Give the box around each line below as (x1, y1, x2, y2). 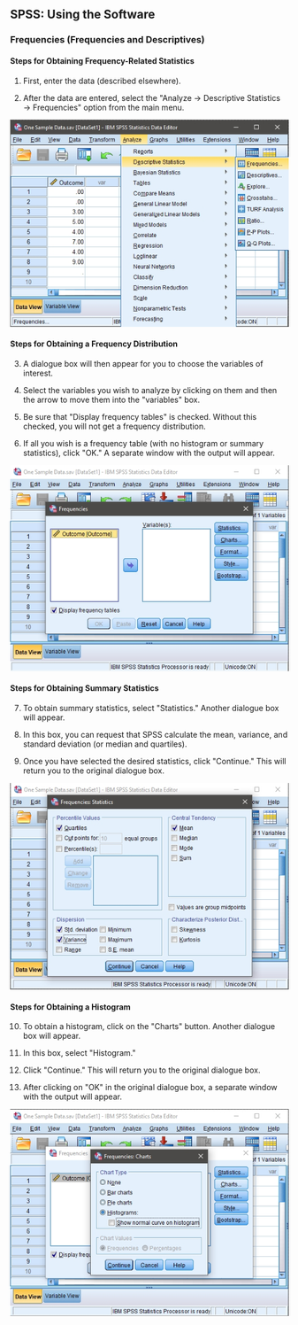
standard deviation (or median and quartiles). (22, 739, 188, 749)
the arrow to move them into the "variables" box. (22, 394, 201, 405)
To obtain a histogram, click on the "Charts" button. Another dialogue (22, 1021, 276, 1032)
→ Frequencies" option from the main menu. (22, 102, 185, 112)
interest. (22, 368, 54, 378)
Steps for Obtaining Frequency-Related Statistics (10, 55, 195, 66)
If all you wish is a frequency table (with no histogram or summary (22, 438, 264, 448)
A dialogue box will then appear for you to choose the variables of (22, 358, 264, 368)
